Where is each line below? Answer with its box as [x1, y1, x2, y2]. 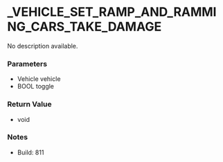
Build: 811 [17, 148, 44, 156]
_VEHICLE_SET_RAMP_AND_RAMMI [7, 4, 217, 20]
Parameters [7, 59, 47, 69]
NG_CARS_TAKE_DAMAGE [7, 19, 162, 35]
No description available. [7, 42, 78, 50]
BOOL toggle [17, 82, 54, 91]
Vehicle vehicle [17, 75, 61, 83]
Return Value [7, 100, 52, 109]
